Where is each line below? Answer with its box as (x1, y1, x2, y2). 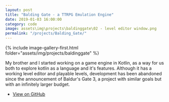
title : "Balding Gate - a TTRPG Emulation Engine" (5, 12, 114, 17)
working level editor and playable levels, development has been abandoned (5, 71, 162, 76)
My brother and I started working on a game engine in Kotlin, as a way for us (5, 60, 164, 66)
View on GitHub (12, 91, 45, 97)
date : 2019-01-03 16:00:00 (5, 17, 62, 22)
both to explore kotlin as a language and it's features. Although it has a (5, 65, 152, 71)
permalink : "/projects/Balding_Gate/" (5, 31, 87, 36)
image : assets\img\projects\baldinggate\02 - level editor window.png (5, 26, 157, 31)
